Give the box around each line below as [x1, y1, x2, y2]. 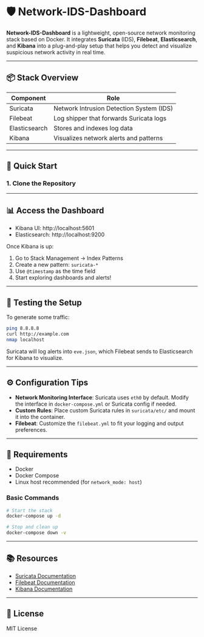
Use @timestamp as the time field [15, 267, 96, 275]
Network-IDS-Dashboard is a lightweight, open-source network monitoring [6, 29, 195, 37]
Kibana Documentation [15, 585, 73, 593]
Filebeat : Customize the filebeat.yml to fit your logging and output [15, 420, 184, 427]
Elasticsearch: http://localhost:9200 [15, 231, 105, 238]
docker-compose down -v [6, 530, 67, 536]
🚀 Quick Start [6, 161, 58, 171]
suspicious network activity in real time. [6, 48, 106, 55]
